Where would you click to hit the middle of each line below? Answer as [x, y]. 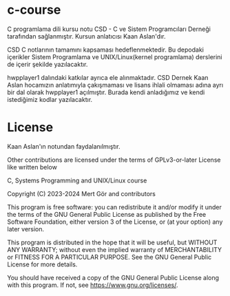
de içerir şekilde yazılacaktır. [48, 64]
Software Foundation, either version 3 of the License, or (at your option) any [115, 222]
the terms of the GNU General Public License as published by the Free [107, 214]
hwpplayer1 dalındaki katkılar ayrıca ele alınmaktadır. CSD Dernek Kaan [108, 77]
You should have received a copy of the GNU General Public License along [113, 277]
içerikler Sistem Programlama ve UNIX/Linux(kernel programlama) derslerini [115, 56]
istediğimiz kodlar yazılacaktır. [50, 99]
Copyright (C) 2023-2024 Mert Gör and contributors [82, 193]
